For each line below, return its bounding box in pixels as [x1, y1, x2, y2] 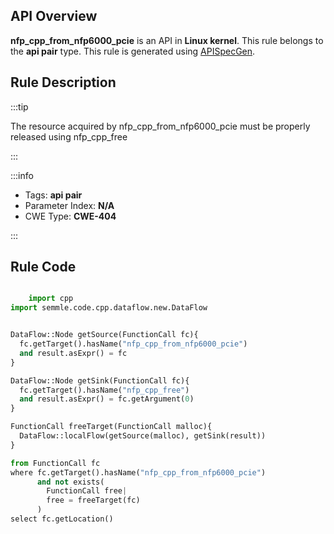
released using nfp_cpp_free [10, 130, 128, 143]
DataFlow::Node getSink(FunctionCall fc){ [10, 375, 190, 386]
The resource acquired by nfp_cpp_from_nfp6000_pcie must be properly [10, 120, 311, 132]
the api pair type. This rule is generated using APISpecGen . [10, 45, 256, 57]
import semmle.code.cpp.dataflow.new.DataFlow [10, 303, 208, 313]
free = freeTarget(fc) [46, 495, 141, 506]
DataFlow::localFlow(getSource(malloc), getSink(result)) [19, 431, 267, 441]
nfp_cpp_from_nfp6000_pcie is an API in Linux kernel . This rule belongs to [10, 34, 324, 46]
